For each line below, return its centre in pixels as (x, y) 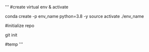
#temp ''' (14, 44)
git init (11, 35)
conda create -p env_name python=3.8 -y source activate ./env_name (74, 16)
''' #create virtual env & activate (37, 7)
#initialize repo (20, 26)
